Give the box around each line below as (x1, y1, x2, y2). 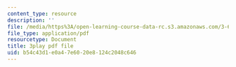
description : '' (7, 17, 55, 24)
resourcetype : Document (7, 36, 77, 43)
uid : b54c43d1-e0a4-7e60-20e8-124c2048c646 (7, 50, 137, 57)
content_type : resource (7, 10, 77, 17)
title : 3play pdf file (7, 43, 74, 50)
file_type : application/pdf (7, 29, 90, 37)
